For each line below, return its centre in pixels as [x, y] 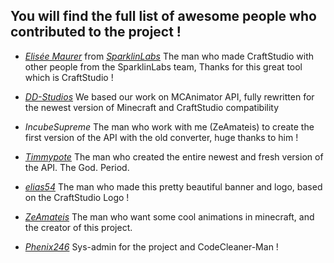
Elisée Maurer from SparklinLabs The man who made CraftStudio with [169, 56]
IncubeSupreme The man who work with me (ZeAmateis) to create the [169, 126]
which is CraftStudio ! [69, 77]
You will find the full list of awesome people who [163, 16]
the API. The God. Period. [77, 167]
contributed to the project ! [96, 32]
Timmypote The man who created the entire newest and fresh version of [174, 156]
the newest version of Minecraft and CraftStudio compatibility [152, 107]
